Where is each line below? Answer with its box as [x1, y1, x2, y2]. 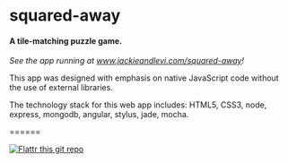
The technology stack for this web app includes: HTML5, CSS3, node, [9, 99, 267, 110]
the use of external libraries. [9, 82, 114, 93]
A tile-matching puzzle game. [9, 35, 123, 46]
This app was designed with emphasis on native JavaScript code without [9, 73, 280, 83]
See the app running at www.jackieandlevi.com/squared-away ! [9, 56, 245, 66]
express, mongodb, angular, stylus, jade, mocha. [9, 109, 189, 120]
